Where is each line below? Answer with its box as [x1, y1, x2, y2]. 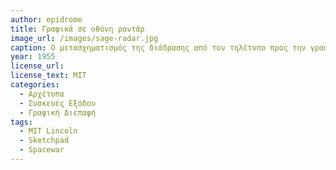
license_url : [10, 61, 65, 71]
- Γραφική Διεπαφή [19, 107, 97, 118]
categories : [10, 80, 60, 90]
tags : [10, 117, 33, 127]
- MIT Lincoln [19, 126, 78, 136]
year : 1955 [10, 52, 56, 62]
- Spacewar [19, 145, 65, 155]
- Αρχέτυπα [19, 89, 65, 99]
